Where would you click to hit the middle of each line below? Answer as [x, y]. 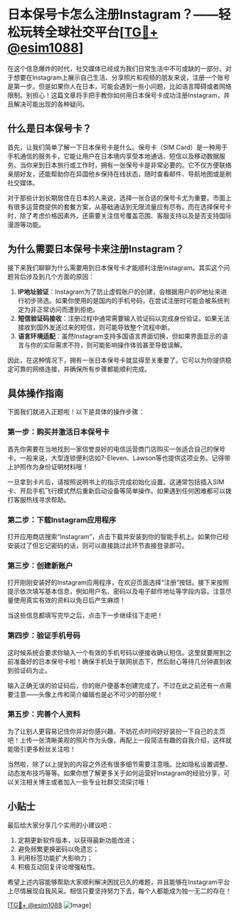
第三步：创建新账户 [40, 565]
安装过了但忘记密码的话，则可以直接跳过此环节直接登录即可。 [98, 545]
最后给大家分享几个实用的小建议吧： [60, 825]
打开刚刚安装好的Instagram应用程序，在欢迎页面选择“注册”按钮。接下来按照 [118, 582]
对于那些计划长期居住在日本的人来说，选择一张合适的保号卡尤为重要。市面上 [119, 198]
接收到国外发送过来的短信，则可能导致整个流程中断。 [96, 327]
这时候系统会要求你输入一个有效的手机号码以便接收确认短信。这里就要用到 [116, 652]
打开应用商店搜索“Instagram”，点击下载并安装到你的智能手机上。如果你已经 [118, 536]
